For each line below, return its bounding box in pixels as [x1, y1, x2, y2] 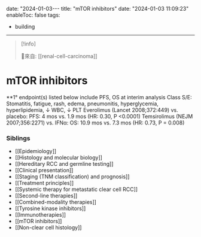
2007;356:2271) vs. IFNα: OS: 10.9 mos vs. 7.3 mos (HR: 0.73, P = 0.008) [6, 119, 185, 126]
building [14, 23, 35, 30]
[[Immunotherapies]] [14, 211, 66, 218]
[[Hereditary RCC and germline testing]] [14, 160, 114, 168]
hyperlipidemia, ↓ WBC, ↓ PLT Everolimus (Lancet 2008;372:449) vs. [6, 106, 178, 113]
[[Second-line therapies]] [14, 192, 78, 199]
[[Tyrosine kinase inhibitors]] [14, 205, 86, 212]
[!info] [20, 40, 36, 47]
